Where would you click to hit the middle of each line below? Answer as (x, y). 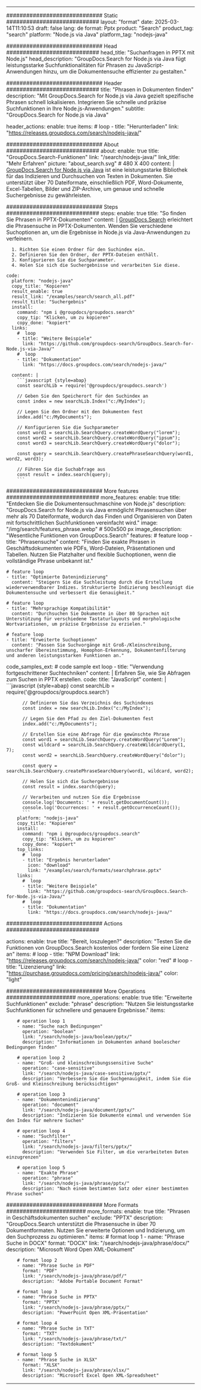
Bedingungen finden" (32, 1047)
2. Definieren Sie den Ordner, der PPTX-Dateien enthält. (86, 255)
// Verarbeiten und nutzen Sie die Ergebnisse (81, 797)
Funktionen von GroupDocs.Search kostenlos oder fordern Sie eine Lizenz (98, 948)
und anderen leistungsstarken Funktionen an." (65, 656)
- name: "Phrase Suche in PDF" (56, 1266)
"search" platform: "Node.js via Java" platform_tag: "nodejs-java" (87, 34)
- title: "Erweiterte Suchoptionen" (52, 640)
